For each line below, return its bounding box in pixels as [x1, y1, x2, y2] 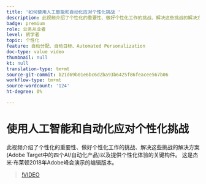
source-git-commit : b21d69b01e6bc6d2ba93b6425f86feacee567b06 [6, 72, 169, 78]
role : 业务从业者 [6, 26, 46, 32]
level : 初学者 [6, 32, 40, 38]
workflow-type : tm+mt [6, 77, 62, 83]
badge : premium [6, 20, 45, 26]
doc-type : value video [6, 49, 64, 55]
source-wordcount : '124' [6, 83, 70, 89]
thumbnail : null [6, 54, 48, 61]
